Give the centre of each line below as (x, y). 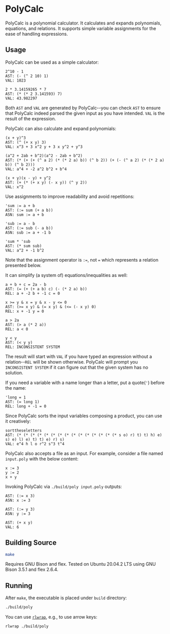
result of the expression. (31, 118)
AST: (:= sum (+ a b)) (29, 210)
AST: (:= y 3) (20, 509)
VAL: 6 (12, 527)
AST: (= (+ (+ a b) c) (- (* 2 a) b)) (46, 289)
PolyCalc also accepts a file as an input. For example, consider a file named (84, 453)
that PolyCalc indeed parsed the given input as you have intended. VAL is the (85, 113)
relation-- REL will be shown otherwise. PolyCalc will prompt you (72, 362)
